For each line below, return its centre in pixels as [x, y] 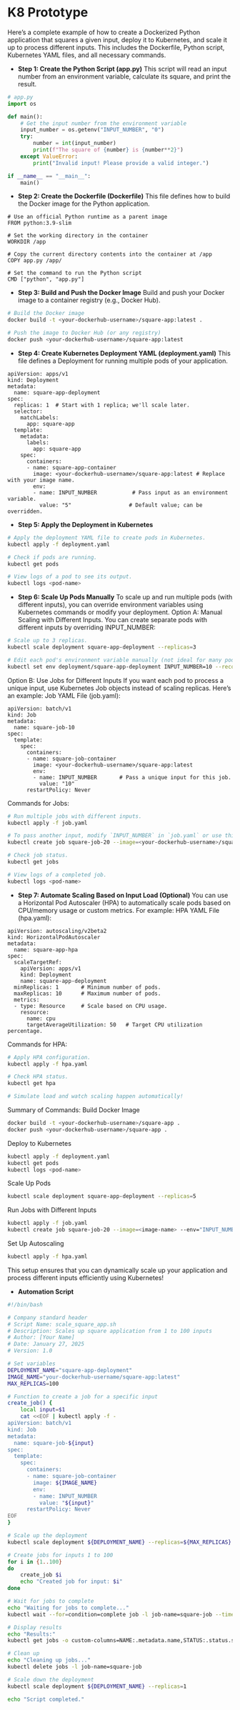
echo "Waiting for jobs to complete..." [69, 1608]
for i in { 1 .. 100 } [35, 1561]
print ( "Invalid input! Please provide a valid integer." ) [121, 163]
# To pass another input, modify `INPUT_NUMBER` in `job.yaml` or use [115, 836]
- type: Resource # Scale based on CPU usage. [91, 1006]
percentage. [25, 1031]
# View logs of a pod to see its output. [70, 577]
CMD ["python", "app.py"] [46, 279]
